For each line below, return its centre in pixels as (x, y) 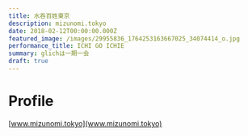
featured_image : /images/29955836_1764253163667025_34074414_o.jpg (124, 38)
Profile (31, 101)
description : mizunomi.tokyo (57, 23)
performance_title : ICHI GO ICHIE (67, 46)
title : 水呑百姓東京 (39, 16)
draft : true (28, 62)
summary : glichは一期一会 (49, 53)
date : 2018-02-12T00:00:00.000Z (63, 31)
